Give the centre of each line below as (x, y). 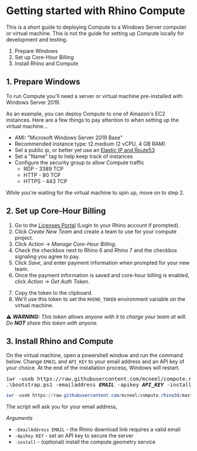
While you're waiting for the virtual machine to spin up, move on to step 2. (95, 193)
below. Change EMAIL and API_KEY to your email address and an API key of (95, 362)
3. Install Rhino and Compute (60, 341)
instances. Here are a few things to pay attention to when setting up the (92, 120)
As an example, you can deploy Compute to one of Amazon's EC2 (86, 113)
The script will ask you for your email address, (62, 407)
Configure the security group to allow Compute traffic (79, 162)
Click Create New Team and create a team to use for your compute (96, 231)
